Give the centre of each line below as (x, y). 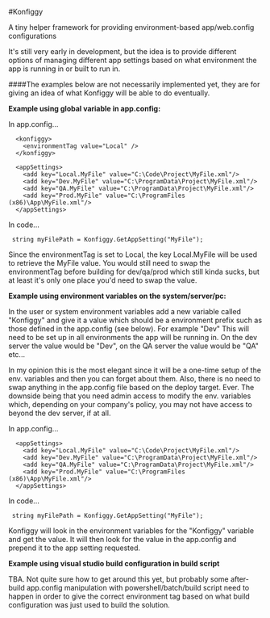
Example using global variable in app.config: (85, 109)
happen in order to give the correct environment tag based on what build (129, 596)
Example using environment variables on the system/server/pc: (117, 296)
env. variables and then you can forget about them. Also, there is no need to (135, 378)
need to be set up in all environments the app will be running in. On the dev (133, 337)
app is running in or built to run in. (64, 69)
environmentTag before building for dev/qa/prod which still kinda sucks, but (134, 271)
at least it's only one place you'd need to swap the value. (103, 280)
